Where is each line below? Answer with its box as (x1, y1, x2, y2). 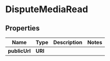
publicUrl (8, 47, 31, 54)
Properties (5, 24, 40, 33)
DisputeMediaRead (5, 4, 89, 15)
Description (53, 39, 83, 46)
